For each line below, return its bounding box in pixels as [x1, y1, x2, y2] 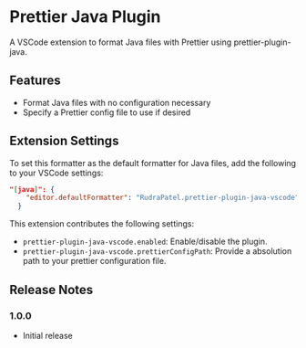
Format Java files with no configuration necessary [22, 97, 211, 108]
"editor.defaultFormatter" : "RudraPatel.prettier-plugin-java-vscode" [25, 194, 300, 203]
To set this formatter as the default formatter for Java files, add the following [9, 157, 297, 168]
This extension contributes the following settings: [9, 218, 194, 229]
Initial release [22, 330, 73, 341]
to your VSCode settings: [9, 167, 104, 178]
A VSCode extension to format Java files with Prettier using [9, 37, 232, 47]
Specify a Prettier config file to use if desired [22, 107, 191, 118]
